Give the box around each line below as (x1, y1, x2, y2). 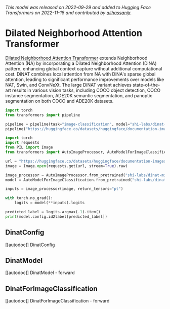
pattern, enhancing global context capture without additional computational (5, 65, 162, 71)
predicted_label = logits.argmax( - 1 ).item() (5, 210, 101, 215)
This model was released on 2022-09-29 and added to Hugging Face (5, 5, 151, 10)
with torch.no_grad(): (5, 196, 53, 201)
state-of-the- (132, 82, 160, 88)
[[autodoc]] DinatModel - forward (5, 269, 75, 276)
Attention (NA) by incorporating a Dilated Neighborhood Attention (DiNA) (5, 60, 157, 66)
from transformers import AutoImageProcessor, (5, 149, 105, 155)
